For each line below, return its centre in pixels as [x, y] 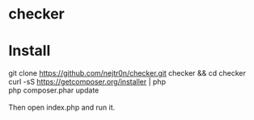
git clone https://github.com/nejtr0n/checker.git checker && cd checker [127, 73]
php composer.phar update [54, 90]
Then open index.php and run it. [62, 108]
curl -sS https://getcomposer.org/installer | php [87, 82]
